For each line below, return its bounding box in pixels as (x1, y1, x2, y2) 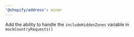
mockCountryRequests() (5, 26, 53, 32)
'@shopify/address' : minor (5, 7, 62, 13)
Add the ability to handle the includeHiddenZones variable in (5, 21, 129, 27)
